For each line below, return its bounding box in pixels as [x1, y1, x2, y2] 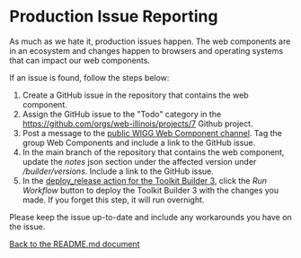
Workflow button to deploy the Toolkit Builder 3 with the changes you [22, 185, 279, 195]
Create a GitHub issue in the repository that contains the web [22, 90, 249, 100]
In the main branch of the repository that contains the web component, [22, 146, 285, 158]
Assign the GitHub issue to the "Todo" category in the [22, 108, 222, 119]
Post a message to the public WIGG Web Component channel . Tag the [22, 127, 283, 138]
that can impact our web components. [9, 55, 151, 65]
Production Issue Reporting [9, 6, 218, 27]
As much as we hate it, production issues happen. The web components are [9, 36, 291, 47]
